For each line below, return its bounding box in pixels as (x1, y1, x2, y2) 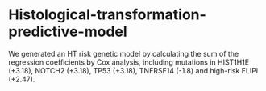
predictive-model (8, 22, 127, 41)
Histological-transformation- (8, 6, 207, 24)
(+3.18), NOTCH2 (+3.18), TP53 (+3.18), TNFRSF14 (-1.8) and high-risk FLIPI (8, 65, 259, 75)
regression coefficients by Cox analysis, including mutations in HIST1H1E (8, 57, 250, 67)
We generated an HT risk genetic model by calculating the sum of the (8, 49, 239, 58)
